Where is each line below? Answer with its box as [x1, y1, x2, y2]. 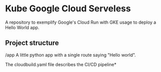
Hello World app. [5, 24, 40, 30]
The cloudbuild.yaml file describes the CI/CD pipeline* [5, 61, 117, 67]
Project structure [5, 39, 59, 47]
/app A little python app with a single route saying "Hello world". [5, 52, 136, 58]
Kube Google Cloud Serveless [5, 3, 131, 14]
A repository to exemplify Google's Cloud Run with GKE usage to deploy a [5, 19, 157, 25]
